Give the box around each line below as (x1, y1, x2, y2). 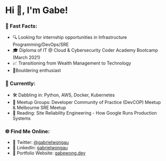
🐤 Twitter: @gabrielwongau (12, 139, 69, 145)
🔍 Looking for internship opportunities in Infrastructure (12, 34, 127, 40)
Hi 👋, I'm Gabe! (5, 5, 68, 16)
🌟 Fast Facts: (5, 23, 38, 30)
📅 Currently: (5, 80, 36, 87)
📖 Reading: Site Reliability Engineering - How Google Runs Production (12, 110, 157, 116)
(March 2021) (12, 55, 41, 61)
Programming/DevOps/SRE (12, 41, 69, 47)
